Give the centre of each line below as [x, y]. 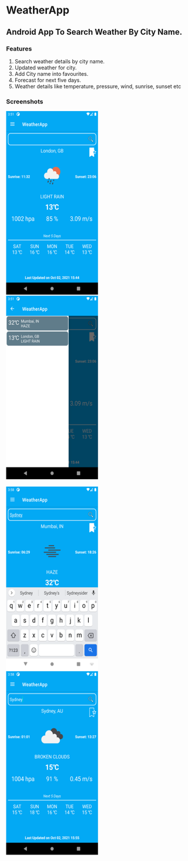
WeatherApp [38, 10]
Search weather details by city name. [59, 61]
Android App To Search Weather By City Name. [94, 32]
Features [19, 49]
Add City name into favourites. [51, 73]
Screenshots [25, 102]
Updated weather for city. [46, 68]
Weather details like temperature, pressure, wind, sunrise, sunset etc [98, 86]
